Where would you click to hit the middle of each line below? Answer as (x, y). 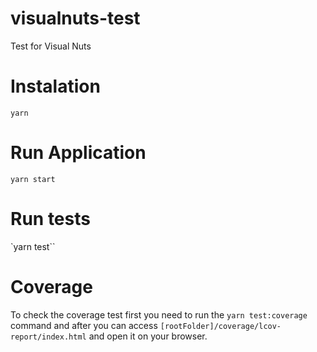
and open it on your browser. (148, 336)
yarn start (33, 179)
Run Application (78, 153)
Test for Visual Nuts (51, 46)
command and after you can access (84, 325)
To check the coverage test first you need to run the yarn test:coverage (159, 314)
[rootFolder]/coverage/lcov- (220, 326)
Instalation (55, 86)
